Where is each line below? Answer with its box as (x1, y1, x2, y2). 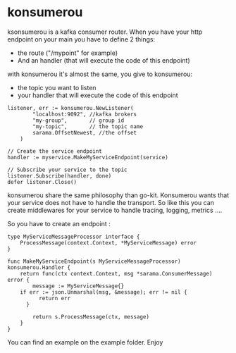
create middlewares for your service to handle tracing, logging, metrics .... (7, 206, 223, 214)
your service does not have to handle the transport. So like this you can (7, 198, 215, 206)
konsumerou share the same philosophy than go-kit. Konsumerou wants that (7, 191, 230, 199)
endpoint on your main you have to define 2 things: (7, 35, 156, 43)
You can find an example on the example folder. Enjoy (7, 337, 163, 346)
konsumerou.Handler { (7, 264, 71, 271)
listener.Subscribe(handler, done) (7, 172, 112, 180)
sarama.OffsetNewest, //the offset (32, 129, 137, 136)
